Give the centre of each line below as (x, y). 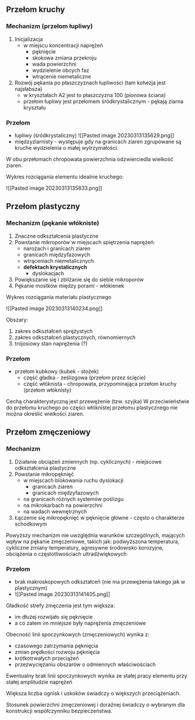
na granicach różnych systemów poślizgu (73, 499)
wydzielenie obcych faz (61, 70)
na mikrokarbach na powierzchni (63, 505)
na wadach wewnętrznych (55, 511)
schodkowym (31, 524)
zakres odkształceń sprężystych (54, 331)
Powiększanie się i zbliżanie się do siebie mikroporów (79, 279)
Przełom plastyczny (43, 206)
